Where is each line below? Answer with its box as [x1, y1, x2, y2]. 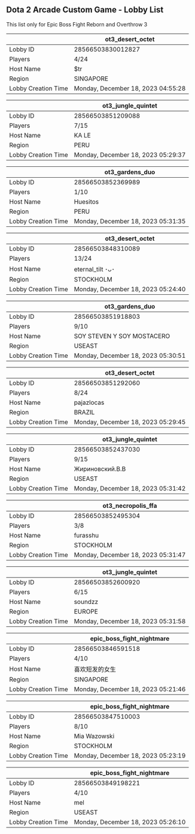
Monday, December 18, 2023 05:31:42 [74, 484, 186, 492]
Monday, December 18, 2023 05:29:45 [74, 417, 186, 426]
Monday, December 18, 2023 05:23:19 [74, 751, 186, 760]
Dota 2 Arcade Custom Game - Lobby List [6, 5, 164, 15]
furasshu [74, 531, 99, 539]
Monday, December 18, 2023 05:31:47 [74, 551, 186, 559]
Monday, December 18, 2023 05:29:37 [74, 150, 186, 159]
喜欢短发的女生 [74, 665, 117, 673]
